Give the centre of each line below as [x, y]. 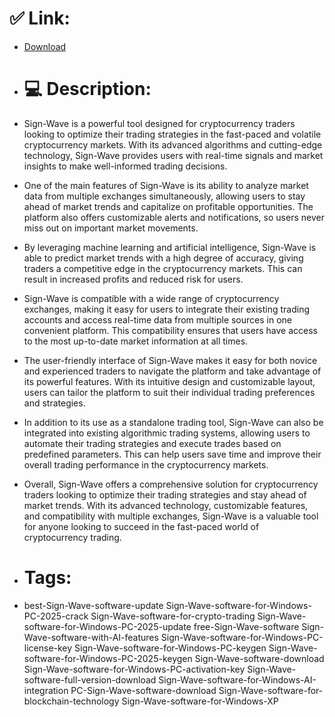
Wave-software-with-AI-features [91, 637]
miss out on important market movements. [111, 228]
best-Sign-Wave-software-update [93, 605]
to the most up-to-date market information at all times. [136, 341]
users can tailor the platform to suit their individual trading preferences [169, 392]
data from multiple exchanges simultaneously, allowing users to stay [164, 196]
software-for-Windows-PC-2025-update [107, 626]
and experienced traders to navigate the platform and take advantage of [172, 371]
